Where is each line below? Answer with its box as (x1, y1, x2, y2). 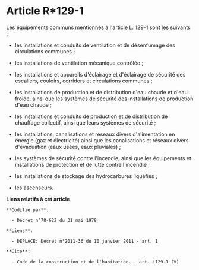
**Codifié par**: (6, 207, 49, 213)
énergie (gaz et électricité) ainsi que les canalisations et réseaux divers (14, 136, 189, 144)
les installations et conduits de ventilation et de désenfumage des (14, 42, 176, 49)
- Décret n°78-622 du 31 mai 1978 (11, 217, 97, 223)
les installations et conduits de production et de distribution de (14, 113, 168, 120)
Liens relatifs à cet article (6, 195, 70, 202)
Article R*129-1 (6, 4, 84, 18)
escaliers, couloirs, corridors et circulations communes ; (14, 77, 153, 84)
